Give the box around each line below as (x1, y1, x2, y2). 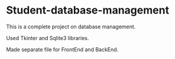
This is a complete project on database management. (6, 23, 136, 30)
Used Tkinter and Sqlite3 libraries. (6, 34, 89, 41)
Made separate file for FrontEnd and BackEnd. (6, 45, 119, 53)
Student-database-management (6, 4, 170, 17)
